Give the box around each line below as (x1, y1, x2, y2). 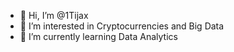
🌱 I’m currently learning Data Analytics (19, 31, 178, 42)
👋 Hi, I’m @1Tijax (19, 10, 89, 21)
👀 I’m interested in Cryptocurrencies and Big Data (19, 20, 225, 32)
